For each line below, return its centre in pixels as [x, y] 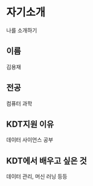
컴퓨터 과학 [19, 103]
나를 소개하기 [22, 30]
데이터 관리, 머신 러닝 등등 [37, 176]
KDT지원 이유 [30, 124]
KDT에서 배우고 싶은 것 [47, 161]
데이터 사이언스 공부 [30, 140]
